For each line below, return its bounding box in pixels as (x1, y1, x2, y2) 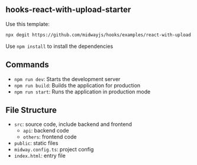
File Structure (5, 105, 57, 115)
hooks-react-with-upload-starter (5, 5, 131, 15)
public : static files (14, 140, 59, 147)
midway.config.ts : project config (14, 146, 94, 153)
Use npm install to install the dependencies (5, 43, 114, 50)
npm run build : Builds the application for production (14, 82, 141, 89)
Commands (5, 60, 50, 70)
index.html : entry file (14, 152, 66, 159)
